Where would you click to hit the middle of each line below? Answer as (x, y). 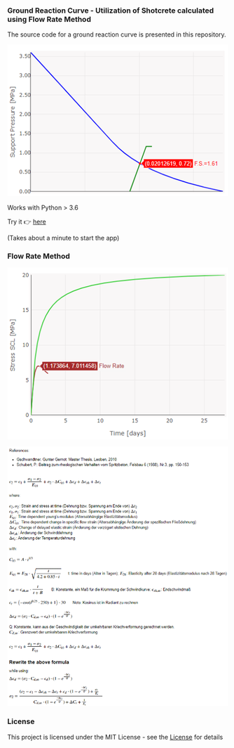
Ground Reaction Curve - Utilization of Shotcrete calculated (111, 11)
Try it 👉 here (27, 221)
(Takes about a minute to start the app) (63, 238)
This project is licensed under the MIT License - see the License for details (115, 737)
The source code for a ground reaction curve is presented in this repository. (117, 34)
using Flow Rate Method (49, 19)
